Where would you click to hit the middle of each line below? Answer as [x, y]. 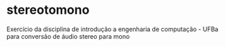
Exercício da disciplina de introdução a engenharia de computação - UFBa [112, 29]
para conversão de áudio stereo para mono [68, 36]
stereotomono [48, 10]
